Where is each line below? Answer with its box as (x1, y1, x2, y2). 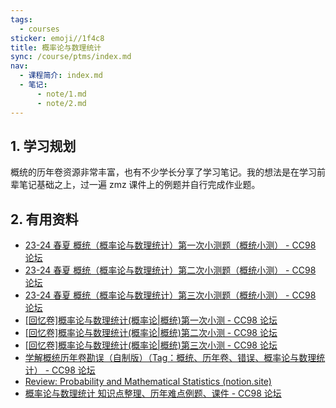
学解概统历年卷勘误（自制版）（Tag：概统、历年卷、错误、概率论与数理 (24, 352, 317, 364)
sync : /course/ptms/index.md (10, 52, 132, 62)
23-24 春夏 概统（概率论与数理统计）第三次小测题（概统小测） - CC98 (24, 289, 317, 301)
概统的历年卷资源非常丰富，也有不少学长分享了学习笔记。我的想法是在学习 (10, 166, 317, 178)
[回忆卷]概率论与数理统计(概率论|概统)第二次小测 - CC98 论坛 (24, 327, 278, 339)
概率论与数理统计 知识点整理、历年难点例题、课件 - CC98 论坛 (24, 387, 282, 400)
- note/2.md (36, 98, 87, 108)
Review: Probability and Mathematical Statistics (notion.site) (24, 376, 272, 388)
